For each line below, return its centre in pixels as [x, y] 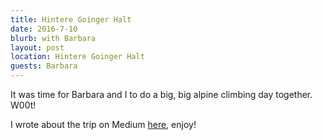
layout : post [37, 47]
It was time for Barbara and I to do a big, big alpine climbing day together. [161, 94]
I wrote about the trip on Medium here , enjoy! [103, 124]
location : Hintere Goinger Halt [77, 57]
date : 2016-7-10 [44, 29]
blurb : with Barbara [53, 38]
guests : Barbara [44, 66]
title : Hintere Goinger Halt [71, 19]
